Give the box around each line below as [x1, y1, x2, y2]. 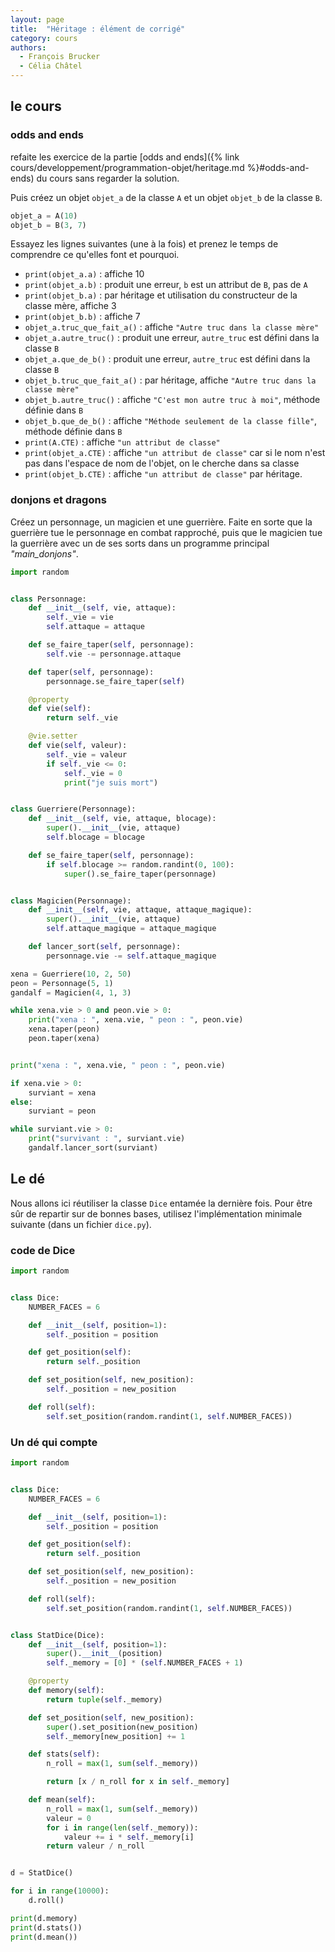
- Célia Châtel [19, 61, 83, 71]
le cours [10, 98, 62, 115]
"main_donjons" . [10, 547, 79, 560]
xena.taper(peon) [28, 1024, 101, 1035]
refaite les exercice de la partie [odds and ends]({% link [10, 151, 240, 163]
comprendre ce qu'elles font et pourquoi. [10, 249, 180, 261]
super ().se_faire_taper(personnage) [63, 869, 217, 879]
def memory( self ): [28, 1686, 105, 1696]
